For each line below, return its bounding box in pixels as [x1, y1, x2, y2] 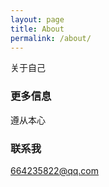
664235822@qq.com [10, 164, 99, 176]
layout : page [10, 14, 65, 25]
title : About [10, 24, 65, 34]
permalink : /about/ [10, 33, 92, 43]
